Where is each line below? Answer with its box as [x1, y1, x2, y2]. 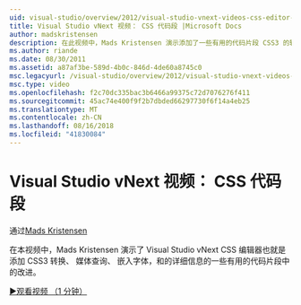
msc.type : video [9, 80, 70, 89]
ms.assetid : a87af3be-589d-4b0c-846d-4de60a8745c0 [9, 64, 202, 73]
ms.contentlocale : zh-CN [9, 113, 102, 122]
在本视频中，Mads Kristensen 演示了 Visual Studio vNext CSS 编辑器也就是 [9, 244, 287, 255]
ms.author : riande [9, 47, 78, 56]
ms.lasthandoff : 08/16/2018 [9, 122, 115, 131]
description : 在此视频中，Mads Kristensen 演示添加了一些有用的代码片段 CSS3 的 [9, 38, 290, 48]
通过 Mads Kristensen [9, 225, 88, 236]
